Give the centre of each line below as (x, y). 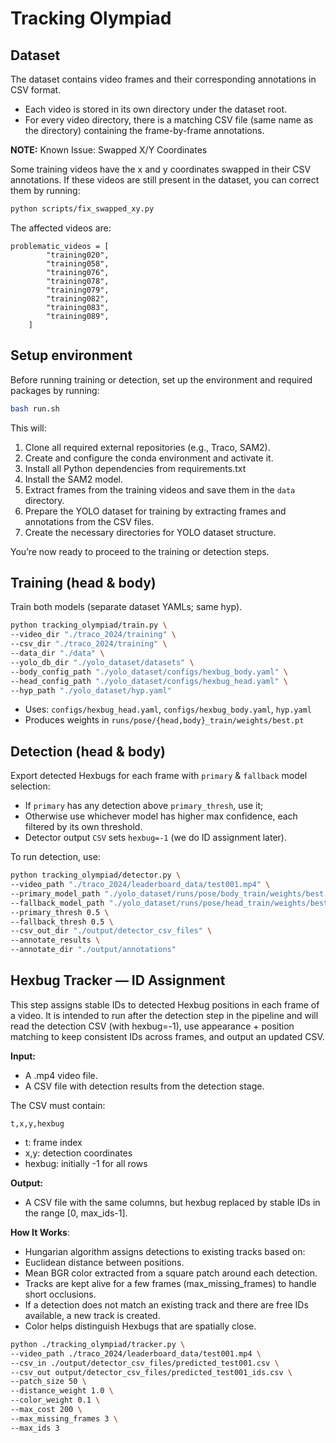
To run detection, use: (55, 857)
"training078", (78, 281)
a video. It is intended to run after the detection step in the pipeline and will (164, 1015)
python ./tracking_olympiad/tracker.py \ (98, 1344)
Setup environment (71, 355)
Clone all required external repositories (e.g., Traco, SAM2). (147, 447)
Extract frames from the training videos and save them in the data (160, 489)
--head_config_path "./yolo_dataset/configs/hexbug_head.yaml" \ (149, 681)
